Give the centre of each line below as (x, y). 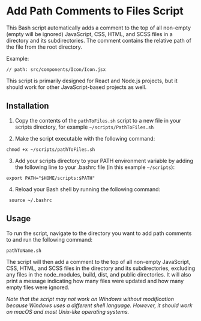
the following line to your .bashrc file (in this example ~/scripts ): (95, 167)
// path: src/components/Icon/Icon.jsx (56, 69)
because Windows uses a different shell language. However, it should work (100, 305)
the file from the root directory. (44, 47)
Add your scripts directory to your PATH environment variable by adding (104, 160)
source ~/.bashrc (30, 200)
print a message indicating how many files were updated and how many (95, 281)
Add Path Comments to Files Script (95, 11)
